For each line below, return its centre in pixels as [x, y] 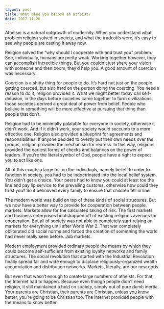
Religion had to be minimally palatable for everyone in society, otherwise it [80, 124]
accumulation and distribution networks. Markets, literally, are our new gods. [82, 267]
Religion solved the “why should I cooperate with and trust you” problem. [79, 52]
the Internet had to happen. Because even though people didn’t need [75, 282]
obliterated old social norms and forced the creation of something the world [82, 232]
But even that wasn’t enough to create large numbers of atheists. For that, [80, 276]
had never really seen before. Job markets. [48, 236]
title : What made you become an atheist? [48, 14]
